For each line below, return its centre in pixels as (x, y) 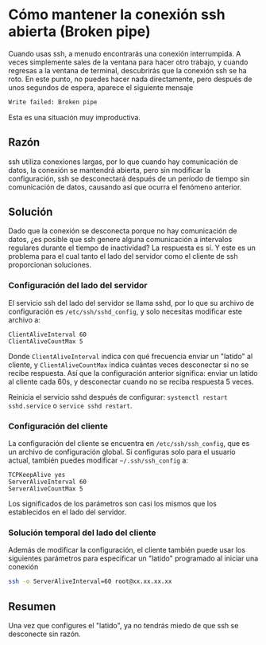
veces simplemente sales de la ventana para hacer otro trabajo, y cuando (128, 62)
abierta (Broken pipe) (79, 31)
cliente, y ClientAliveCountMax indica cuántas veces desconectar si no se (129, 365)
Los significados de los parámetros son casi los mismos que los (112, 504)
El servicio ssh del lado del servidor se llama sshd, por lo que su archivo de (131, 303)
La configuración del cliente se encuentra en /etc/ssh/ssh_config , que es (129, 444)
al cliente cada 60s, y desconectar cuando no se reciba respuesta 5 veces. (131, 381)
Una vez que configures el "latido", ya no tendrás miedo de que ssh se (123, 626)
